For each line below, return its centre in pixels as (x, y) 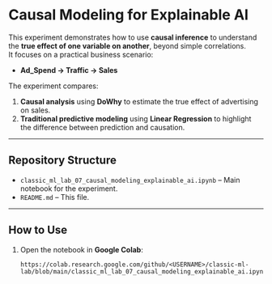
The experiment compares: (53, 86)
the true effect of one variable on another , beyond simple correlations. (127, 45)
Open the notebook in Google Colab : (81, 249)
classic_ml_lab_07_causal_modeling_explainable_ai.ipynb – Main (130, 180)
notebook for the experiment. (69, 189)
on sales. (35, 110)
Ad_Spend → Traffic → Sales (69, 70)
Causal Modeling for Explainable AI (129, 15)
